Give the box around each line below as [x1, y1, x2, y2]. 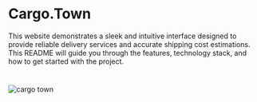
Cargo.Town [8, 5, 92, 23]
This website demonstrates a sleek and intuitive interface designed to [8, 31, 237, 41]
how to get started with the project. [8, 57, 125, 66]
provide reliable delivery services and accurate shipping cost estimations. [8, 39, 251, 49]
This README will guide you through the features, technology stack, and [8, 48, 247, 57]
